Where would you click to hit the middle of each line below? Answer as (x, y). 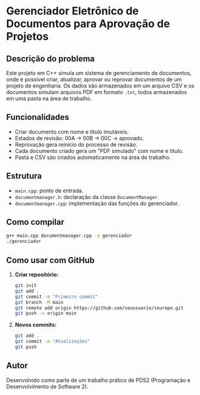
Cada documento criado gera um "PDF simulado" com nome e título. (99, 150)
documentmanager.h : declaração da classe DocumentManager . (87, 197)
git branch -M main (39, 302)
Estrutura (24, 176)
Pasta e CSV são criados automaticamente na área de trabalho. (93, 157)
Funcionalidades (38, 117)
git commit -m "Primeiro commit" (56, 297)
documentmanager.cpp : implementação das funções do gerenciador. (97, 203)
